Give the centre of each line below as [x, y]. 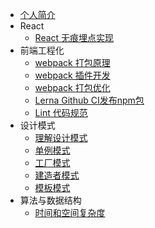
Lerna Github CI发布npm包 [89, 100]
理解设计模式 [61, 137]
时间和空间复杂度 [70, 212]
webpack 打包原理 [72, 62]
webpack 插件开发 [72, 75]
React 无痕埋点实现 [74, 37]
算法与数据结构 [50, 200]
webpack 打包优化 [72, 87]
